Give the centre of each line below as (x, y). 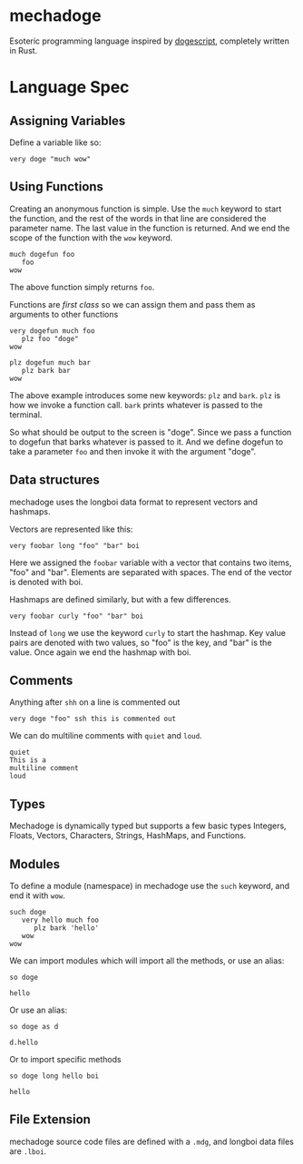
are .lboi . (28, 1151)
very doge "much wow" (50, 159)
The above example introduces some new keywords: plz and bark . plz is (145, 395)
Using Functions (57, 187)
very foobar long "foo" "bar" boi (75, 545)
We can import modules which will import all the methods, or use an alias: (147, 961)
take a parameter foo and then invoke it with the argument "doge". (133, 451)
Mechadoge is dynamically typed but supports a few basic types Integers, (148, 826)
